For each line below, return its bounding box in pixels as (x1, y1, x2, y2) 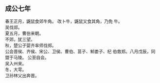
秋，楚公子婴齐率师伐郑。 (5, 42, 56, 48)
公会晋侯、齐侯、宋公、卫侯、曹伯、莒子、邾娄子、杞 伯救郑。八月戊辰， (5, 48, 151, 54)
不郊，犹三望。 (5, 36, 35, 42)
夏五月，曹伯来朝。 (5, 30, 44, 36)
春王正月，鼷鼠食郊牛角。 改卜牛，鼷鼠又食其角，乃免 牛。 (5, 18, 123, 24)
